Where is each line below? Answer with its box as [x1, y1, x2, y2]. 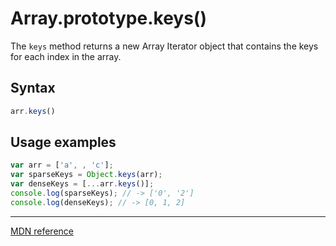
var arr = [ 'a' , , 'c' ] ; [10, 160, 114, 171]
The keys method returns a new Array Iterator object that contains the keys [10, 40, 319, 52]
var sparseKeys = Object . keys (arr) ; [10, 170, 163, 180]
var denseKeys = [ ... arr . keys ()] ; [10, 179, 155, 189]
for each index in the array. [10, 50, 122, 62]
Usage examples [10, 134, 117, 151]
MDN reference [10, 225, 75, 237]
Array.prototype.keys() [10, 7, 207, 30]
